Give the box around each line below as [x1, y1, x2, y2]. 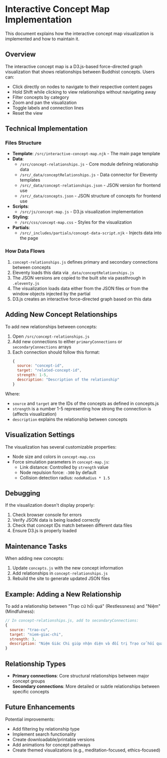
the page [19, 235, 38, 241]
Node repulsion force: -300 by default [19, 469, 97, 475]
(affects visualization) [12, 411, 57, 417]
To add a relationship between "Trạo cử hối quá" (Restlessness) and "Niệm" [5, 603, 161, 609]
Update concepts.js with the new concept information [12, 565, 123, 571]
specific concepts [12, 688, 50, 694]
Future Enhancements [5, 703, 76, 712]
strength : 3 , [9, 637, 37, 642]
